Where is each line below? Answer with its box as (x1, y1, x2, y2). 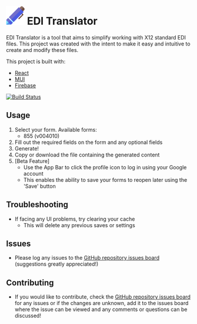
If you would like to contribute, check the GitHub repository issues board (14, 293, 191, 300)
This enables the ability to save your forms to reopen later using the (23, 176, 188, 183)
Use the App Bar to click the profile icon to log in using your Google (23, 163, 187, 171)
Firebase (14, 81, 36, 89)
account (23, 170, 44, 177)
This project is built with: (6, 58, 66, 65)
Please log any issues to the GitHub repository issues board (14, 254, 160, 261)
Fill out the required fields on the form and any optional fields (14, 139, 163, 146)
